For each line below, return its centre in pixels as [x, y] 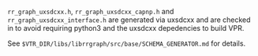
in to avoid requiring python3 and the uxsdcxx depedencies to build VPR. [126, 28]
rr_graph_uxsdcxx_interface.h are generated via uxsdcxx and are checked [129, 20]
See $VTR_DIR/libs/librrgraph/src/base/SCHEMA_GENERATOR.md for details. [127, 43]
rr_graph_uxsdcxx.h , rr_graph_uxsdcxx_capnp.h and [91, 11]
